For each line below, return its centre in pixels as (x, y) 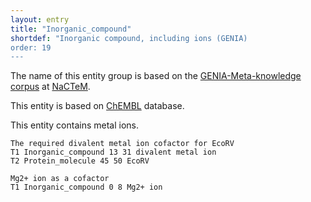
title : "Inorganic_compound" (71, 29)
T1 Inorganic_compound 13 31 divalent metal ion (113, 152)
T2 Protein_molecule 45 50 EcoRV (80, 161)
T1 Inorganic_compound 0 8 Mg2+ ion (86, 187)
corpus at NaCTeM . (50, 87)
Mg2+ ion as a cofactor (60, 179)
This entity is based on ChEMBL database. (97, 106)
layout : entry (40, 19)
